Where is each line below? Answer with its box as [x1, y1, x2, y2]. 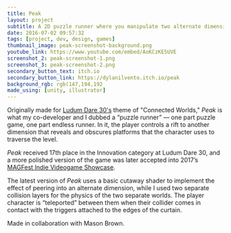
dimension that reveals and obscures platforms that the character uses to [7, 128, 215, 136]
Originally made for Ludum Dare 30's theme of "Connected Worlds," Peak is [7, 106, 223, 114]
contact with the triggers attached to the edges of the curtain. [7, 206, 182, 214]
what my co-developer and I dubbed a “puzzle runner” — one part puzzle [7, 113, 216, 121]
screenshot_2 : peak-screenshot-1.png [7, 55, 115, 62]
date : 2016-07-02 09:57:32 [7, 29, 85, 37]
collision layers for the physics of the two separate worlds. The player [7, 191, 205, 200]
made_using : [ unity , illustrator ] [7, 87, 107, 94]
